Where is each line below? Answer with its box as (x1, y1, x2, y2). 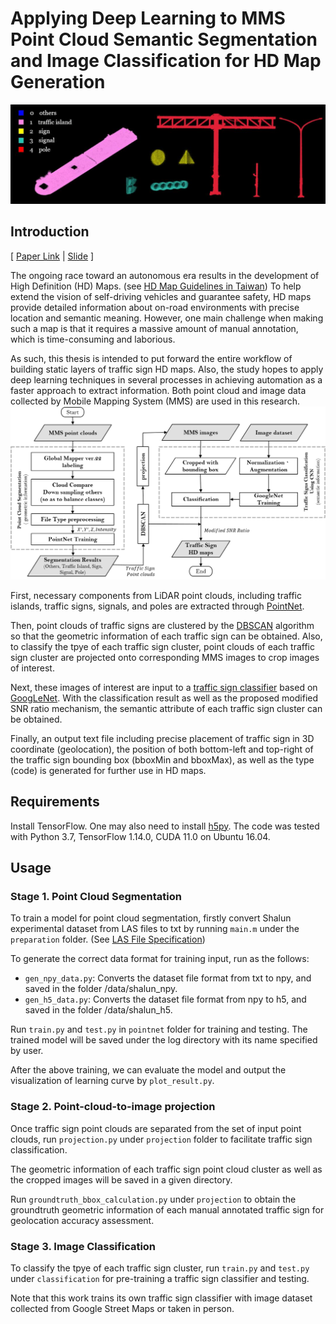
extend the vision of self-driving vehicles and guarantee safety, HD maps (10, 290, 312, 302)
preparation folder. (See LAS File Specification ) (10, 933, 206, 946)
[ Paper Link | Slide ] (10, 250, 95, 262)
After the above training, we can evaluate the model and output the (10, 1064, 287, 1076)
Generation (10, 71, 106, 94)
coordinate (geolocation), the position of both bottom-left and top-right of (10, 743, 314, 755)
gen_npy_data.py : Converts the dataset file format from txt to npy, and (24, 972, 312, 984)
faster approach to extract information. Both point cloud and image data (10, 384, 307, 396)
